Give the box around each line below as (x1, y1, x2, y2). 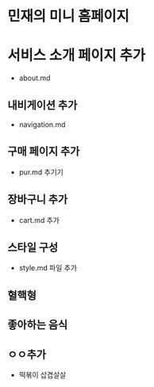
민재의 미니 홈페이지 (7, 7, 130, 25)
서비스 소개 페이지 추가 (7, 47, 146, 64)
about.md (18, 73, 51, 83)
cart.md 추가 (18, 215, 60, 224)
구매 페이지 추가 (7, 144, 80, 159)
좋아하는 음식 (7, 318, 68, 331)
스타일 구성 (7, 240, 59, 254)
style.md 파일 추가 (18, 263, 77, 273)
